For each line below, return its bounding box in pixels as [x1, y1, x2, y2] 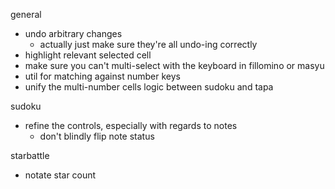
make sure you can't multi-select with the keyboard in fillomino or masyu [24, 60, 325, 71]
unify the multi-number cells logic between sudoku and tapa [24, 81, 274, 93]
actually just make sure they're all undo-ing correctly [39, 39, 258, 50]
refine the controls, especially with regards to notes [24, 120, 238, 131]
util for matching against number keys [24, 70, 181, 82]
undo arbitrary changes [24, 28, 123, 39]
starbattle [10, 150, 50, 161]
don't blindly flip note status [39, 130, 155, 142]
